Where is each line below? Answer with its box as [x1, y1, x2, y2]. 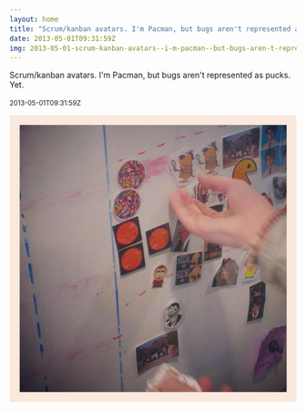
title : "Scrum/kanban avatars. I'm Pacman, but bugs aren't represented [9, 24, 291, 34]
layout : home [9, 15, 59, 24]
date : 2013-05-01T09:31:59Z [9, 34, 117, 43]
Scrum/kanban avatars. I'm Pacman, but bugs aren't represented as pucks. [9, 69, 291, 81]
